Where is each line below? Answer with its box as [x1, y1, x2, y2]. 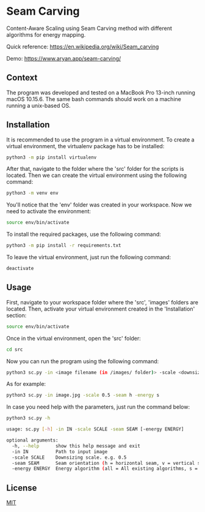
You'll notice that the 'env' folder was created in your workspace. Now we [6, 201, 192, 209]
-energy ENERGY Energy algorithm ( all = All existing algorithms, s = [12, 465, 198, 472]
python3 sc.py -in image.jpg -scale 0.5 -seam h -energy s [6, 392, 160, 399]
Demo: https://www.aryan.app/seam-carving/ [6, 55, 121, 62]
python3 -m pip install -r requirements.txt [6, 243, 121, 249]
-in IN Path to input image [12, 448, 108, 454]
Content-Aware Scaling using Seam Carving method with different [6, 24, 173, 32]
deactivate [6, 265, 34, 272]
